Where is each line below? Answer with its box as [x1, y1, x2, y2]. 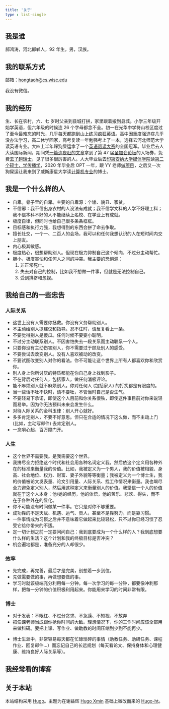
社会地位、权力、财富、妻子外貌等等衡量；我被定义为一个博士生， [21, 472, 158, 478]
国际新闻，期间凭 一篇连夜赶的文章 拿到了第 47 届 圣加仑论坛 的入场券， [14, 149, 158, 155]
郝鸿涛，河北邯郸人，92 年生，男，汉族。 [5, 46, 92, 52]
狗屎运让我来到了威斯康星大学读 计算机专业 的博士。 [5, 168, 111, 174]
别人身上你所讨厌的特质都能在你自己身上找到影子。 [12, 370, 119, 376]
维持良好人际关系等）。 [21, 648, 68, 655]
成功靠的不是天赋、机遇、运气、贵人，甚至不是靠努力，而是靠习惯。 [12, 510, 154, 516]
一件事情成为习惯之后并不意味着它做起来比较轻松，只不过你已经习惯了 [12, 516, 158, 522]
